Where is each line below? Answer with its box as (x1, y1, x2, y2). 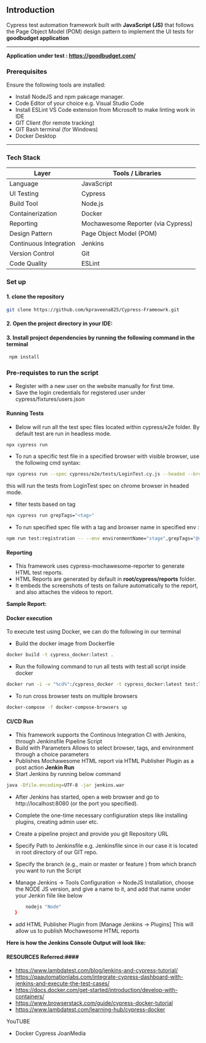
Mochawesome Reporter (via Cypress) (81, 219, 193, 228)
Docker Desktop (15, 132, 56, 140)
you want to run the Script (15, 867, 82, 874)
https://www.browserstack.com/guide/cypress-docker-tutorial (15, 999, 174, 1007)
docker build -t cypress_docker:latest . (6, 652, 114, 658)
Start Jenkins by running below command (15, 770, 121, 778)
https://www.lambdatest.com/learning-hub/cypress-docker (15, 1006, 166, 1014)
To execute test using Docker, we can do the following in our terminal (6, 628, 181, 635)
